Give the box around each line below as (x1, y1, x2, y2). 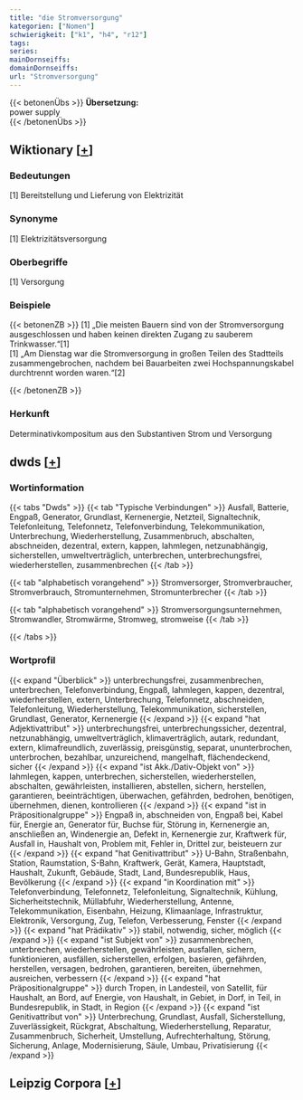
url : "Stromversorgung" (9, 72, 99, 81)
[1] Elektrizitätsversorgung (9, 232, 107, 244)
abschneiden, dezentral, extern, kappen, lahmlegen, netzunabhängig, (9, 540, 269, 552)
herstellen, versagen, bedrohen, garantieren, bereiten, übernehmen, (9, 962, 263, 973)
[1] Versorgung (9, 277, 65, 288)
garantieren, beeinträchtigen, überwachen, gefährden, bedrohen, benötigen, (9, 790, 295, 801)
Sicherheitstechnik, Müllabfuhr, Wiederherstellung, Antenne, (9, 896, 234, 906)
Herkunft (9, 408, 50, 421)
